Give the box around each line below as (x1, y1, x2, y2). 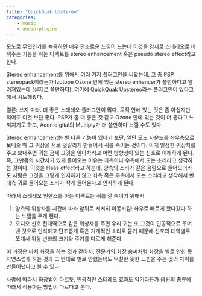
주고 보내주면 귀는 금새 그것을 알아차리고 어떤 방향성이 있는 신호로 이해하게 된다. (6, 149, 195, 157)
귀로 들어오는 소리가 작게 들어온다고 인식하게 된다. (17, 179, 135, 187)
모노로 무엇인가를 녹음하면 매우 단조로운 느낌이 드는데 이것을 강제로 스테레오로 (6, 43, 190, 50)
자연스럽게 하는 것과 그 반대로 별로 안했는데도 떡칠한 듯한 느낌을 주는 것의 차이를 (6, 256, 195, 263)
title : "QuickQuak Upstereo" (6, 8, 80, 15)
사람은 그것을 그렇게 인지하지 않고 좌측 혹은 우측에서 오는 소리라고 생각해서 (12, 172, 188, 179)
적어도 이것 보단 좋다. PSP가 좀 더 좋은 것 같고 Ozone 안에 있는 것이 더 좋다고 (6, 114, 188, 121)
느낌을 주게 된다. (21, 212, 60, 220)
